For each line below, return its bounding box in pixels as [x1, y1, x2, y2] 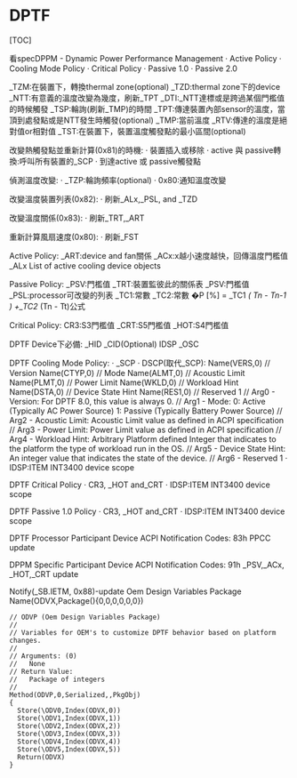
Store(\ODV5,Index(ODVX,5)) [17, 744, 122, 754]
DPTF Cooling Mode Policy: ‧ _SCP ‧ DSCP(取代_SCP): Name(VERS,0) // [9, 357, 271, 368]
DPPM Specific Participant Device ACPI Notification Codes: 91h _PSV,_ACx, [9, 559, 285, 570]
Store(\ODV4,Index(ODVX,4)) [17, 737, 122, 746]
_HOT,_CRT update [9, 568, 79, 579]
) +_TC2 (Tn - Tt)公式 [9, 301, 86, 311]
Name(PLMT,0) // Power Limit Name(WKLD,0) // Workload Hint [9, 377, 239, 388]
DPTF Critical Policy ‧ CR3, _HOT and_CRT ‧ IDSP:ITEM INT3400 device [9, 479, 271, 490]
